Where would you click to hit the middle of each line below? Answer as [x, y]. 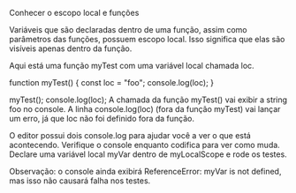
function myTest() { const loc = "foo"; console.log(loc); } [112, 82]
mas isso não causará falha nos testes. [80, 181]
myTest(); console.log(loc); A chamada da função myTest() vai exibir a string [148, 100]
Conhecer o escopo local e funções [74, 13]
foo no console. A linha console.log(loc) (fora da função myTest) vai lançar [145, 109]
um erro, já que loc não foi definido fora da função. [102, 119]
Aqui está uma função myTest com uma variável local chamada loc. [132, 66]
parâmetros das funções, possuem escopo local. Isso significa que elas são [147, 39]
